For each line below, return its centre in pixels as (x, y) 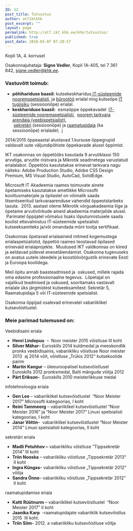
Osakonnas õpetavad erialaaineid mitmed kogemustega (61, 236)
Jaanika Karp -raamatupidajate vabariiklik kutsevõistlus (69, 513)
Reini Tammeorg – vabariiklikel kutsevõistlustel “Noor (66, 407)
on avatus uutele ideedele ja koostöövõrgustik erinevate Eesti (67, 257)
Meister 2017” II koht (33, 507)
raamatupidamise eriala (29, 493)
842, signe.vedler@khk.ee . (32, 70)
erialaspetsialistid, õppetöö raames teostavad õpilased (60, 242)
